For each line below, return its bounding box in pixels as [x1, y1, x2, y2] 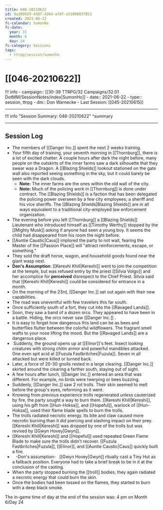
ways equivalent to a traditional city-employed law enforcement [19, 207, 147, 212]
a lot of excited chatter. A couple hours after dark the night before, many [12, 155, 157, 161]
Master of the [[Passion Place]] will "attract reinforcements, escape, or [12, 243, 154, 249]
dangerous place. [12, 335, 48, 341]
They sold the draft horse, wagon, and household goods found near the [12, 253, 155, 259]
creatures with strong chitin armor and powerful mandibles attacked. [12, 346, 149, 351]
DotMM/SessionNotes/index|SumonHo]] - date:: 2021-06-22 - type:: [5, 94, 142, 100]
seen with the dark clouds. [12, 175, 65, 182]
